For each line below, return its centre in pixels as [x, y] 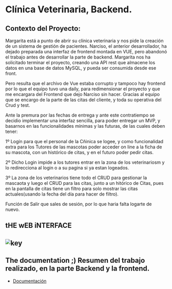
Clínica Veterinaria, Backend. [69, 9]
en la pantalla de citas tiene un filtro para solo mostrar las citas [72, 189]
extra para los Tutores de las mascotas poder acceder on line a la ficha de [84, 147]
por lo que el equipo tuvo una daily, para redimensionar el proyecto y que [83, 89]
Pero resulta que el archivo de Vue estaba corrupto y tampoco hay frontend [85, 83]
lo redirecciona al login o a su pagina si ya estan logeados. [67, 168]
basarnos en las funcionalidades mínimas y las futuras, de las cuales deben [85, 126]
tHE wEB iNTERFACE [39, 226]
